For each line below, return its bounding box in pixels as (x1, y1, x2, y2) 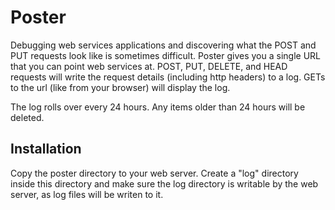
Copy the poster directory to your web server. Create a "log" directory (10, 167, 299, 179)
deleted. (10, 111, 45, 123)
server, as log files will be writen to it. (10, 188, 164, 200)
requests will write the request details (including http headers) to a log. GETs (10, 71, 326, 83)
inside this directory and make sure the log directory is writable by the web (10, 177, 319, 190)
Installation (10, 141, 82, 158)
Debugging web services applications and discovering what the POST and (10, 39, 317, 51)
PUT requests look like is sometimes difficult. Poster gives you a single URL (10, 49, 322, 61)
